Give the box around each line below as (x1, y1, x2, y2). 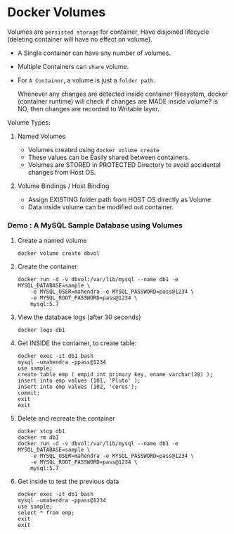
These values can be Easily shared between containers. (27, 153, 190, 161)
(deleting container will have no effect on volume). (7, 35, 152, 43)
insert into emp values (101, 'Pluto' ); (17, 378, 141, 385)
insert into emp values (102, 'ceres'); (17, 383, 138, 391)
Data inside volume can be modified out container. (27, 202, 174, 211)
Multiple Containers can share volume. (17, 62, 129, 70)
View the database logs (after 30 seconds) (17, 313, 141, 321)
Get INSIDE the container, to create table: (17, 339, 137, 347)
